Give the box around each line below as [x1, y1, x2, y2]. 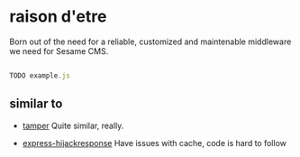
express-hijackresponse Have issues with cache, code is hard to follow [22, 137, 286, 148]
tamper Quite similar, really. [22, 120, 124, 131]
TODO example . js [9, 70, 70, 80]
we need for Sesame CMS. [9, 45, 109, 56]
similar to [9, 97, 63, 112]
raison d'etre [9, 6, 107, 27]
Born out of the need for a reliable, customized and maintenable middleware [9, 36, 292, 47]
